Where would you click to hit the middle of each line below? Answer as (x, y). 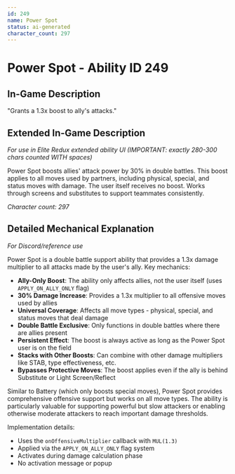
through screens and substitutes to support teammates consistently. (106, 193)
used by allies (37, 303)
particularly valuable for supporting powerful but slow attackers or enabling (116, 406)
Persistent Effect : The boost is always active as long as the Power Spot (121, 340)
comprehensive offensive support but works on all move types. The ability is (117, 398)
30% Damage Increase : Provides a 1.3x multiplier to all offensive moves (121, 295)
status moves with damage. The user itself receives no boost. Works (106, 186)
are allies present (42, 333)
